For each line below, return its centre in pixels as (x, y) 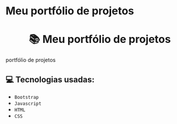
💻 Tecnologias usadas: (50, 80)
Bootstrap (27, 97)
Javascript (28, 103)
